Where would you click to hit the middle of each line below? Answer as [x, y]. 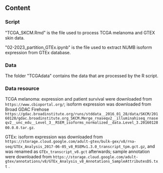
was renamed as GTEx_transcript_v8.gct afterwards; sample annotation [78, 151]
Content [18, 8]
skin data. [15, 38]
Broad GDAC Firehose [27, 109]
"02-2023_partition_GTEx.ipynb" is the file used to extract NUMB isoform [79, 47]
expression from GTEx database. [38, 52]
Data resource [22, 88]
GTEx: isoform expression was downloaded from [54, 137]
